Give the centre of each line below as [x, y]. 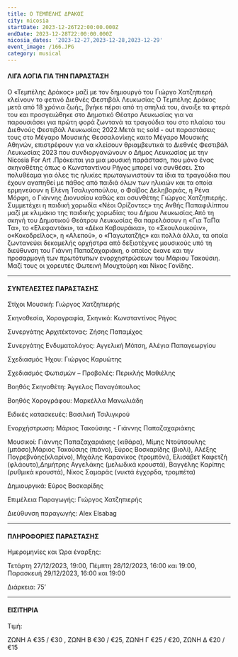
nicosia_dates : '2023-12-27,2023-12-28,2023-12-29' [85, 40]
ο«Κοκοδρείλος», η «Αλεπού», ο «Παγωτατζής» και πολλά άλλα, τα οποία [118, 236]
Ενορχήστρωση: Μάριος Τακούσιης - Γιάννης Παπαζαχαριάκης [101, 428]
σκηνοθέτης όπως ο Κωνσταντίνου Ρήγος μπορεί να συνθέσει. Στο [106, 168]
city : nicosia [28, 21]
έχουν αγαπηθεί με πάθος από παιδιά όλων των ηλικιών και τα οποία [110, 183]
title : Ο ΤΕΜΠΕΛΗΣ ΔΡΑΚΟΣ [45, 14]
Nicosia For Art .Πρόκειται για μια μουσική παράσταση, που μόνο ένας [111, 160]
